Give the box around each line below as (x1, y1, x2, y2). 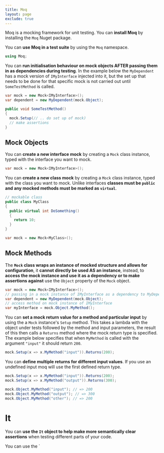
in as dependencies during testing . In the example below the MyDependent (5, 68, 154, 74)
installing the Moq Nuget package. (5, 35, 72, 41)
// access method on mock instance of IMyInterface (5, 301, 112, 306)
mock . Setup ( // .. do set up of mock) (9, 116, 86, 121)
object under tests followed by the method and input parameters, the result (5, 325, 156, 331)
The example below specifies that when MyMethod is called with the (5, 335, 139, 341)
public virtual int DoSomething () (9, 208, 80, 213)
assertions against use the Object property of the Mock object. (5, 277, 131, 283)
